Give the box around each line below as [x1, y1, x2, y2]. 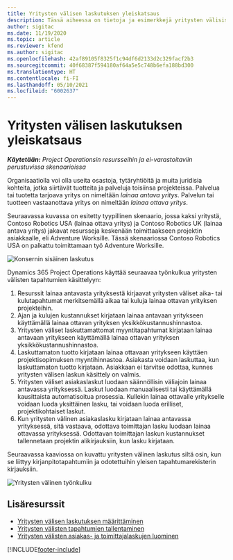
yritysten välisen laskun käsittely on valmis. [17, 370, 141, 379]
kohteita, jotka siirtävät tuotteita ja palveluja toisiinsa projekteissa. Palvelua [7, 183, 220, 192]
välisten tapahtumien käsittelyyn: [7, 276, 101, 284]
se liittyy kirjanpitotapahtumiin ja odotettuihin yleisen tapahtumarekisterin [7, 458, 216, 466]
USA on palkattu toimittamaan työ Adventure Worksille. [7, 241, 164, 250]
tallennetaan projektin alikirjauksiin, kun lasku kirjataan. [17, 437, 175, 445]
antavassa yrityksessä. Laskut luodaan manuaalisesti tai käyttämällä [17, 385, 212, 393]
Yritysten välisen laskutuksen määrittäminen [17, 517, 144, 525]
